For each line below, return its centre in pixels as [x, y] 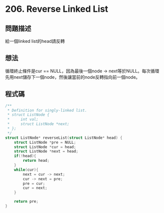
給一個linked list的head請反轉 [35, 41]
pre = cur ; [34, 183]
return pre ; [26, 202]
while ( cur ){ [26, 170]
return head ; [36, 161]
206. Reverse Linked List [57, 9]
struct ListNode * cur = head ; [45, 147]
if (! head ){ [25, 156]
